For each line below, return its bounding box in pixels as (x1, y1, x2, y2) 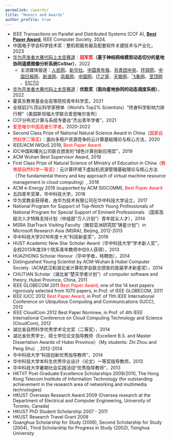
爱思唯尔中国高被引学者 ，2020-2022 (12, 124, 91, 130)
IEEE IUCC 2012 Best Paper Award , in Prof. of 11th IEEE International (12, 293, 154, 299)
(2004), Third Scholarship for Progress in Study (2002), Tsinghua (12, 425, 150, 431)
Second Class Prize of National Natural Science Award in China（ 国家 (12, 130, 159, 136)
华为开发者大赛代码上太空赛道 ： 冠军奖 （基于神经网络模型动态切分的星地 (12, 54, 164, 60)
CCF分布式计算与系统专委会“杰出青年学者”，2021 (12, 117, 117, 123)
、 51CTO (20, 80, 39, 86)
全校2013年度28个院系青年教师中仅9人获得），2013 (12, 246, 120, 253)
